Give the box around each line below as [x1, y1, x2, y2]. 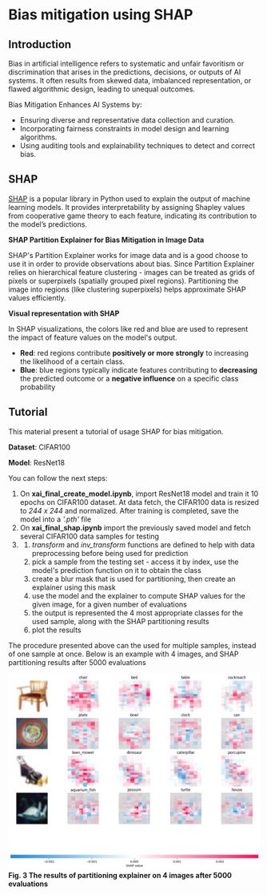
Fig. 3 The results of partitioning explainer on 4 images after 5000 [8, 871, 233, 881]
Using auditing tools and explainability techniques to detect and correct [19, 141, 256, 150]
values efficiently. [8, 292, 66, 302]
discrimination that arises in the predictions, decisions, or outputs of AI [8, 67, 241, 77]
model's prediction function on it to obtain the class [31, 565, 201, 574]
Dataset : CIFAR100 [8, 442, 70, 452]
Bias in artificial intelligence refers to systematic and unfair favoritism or [8, 58, 245, 68]
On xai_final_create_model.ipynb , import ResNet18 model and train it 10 [19, 489, 259, 498]
